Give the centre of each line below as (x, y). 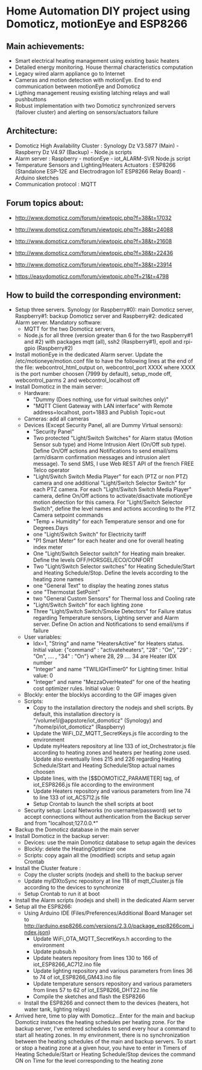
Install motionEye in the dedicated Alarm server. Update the (89, 355)
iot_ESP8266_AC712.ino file (67, 964)
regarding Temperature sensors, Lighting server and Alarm (106, 618)
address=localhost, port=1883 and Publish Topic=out (99, 413)
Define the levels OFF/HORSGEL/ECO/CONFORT (93, 560)
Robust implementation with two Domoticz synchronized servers (95, 106)
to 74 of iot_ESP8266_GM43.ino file (77, 978)
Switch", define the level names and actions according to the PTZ (114, 509)
